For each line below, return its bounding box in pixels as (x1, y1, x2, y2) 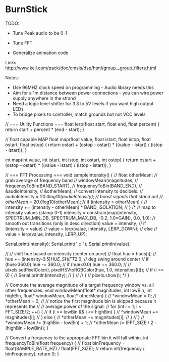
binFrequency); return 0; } (5, 350, 60, 357)
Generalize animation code (12, 50, 69, 56)
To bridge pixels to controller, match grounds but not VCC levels (12, 111, 146, 117)
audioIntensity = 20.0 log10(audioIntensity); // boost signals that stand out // (5, 193, 163, 199)
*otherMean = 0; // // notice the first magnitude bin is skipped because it (5, 298, 156, 304)
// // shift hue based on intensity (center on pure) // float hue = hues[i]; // (5, 250, 156, 256)
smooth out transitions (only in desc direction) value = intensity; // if (5, 220, 146, 226)
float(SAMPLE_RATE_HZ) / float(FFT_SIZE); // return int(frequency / (5, 345, 145, 351)
